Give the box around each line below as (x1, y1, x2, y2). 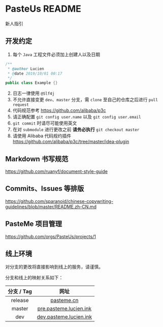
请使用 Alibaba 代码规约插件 (12, 133, 72, 139)
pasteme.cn (50, 297, 79, 304)
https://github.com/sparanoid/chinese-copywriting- (5, 198, 113, 204)
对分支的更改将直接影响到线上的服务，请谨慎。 (5, 264, 103, 270)
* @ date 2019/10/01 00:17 (7, 71, 62, 76)
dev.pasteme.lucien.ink (37, 313, 92, 320)
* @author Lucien (7, 66, 44, 71)
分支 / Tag (8, 288, 32, 295)
